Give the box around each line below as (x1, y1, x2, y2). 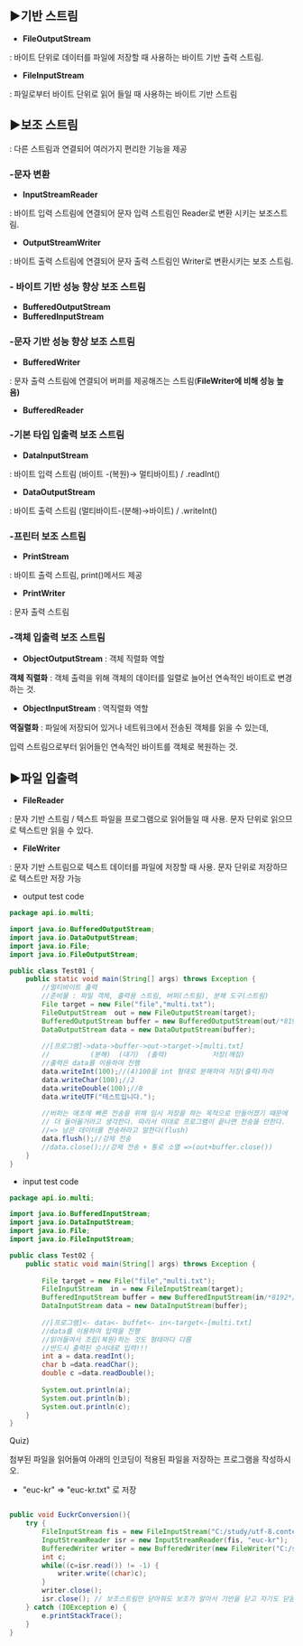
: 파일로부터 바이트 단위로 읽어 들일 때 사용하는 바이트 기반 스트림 (9, 89, 238, 99)
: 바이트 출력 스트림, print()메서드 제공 (9, 570, 142, 581)
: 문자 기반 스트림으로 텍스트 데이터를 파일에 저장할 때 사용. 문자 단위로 (9, 862, 257, 873)
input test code (22, 1175, 79, 1186)
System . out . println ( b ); (41, 1394, 131, 1403)
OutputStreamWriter (22, 237, 102, 248)
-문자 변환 (9, 168, 50, 181)
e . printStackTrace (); (41, 1611, 124, 1620)
